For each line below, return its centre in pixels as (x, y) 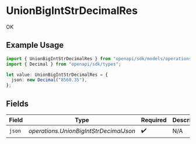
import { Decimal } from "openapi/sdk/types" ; (64, 64)
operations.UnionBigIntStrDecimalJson (82, 131)
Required (154, 120)
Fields (17, 103)
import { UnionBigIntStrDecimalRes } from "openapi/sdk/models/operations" (100, 59)
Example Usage (35, 45)
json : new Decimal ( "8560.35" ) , (49, 80)
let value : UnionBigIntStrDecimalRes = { (57, 75)
